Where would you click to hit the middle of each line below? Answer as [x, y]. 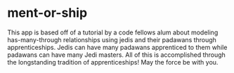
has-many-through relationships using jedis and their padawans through [112, 39]
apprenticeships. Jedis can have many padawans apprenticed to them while [117, 47]
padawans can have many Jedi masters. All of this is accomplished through [117, 55]
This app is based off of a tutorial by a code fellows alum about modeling [113, 32]
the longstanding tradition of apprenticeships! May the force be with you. [113, 62]
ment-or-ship [47, 13]
